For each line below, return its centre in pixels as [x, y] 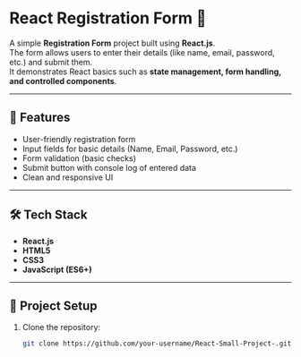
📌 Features [40, 118]
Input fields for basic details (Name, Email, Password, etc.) [130, 149]
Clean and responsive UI [68, 177]
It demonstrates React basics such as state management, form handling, [146, 72]
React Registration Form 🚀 [108, 18]
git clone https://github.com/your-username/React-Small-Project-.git [157, 344]
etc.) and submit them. [51, 62]
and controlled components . [63, 81]
